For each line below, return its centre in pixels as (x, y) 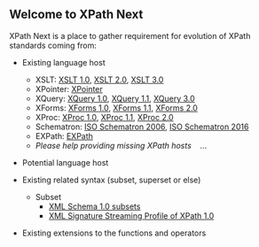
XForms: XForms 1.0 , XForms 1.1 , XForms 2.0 (116, 108)
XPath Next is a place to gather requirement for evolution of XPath (130, 35)
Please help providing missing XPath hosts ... (121, 145)
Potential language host (65, 162)
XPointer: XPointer (69, 89)
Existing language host (63, 62)
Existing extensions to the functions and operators (114, 233)
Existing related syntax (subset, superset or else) (111, 180)
